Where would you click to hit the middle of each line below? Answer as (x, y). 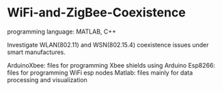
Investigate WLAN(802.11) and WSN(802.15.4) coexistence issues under (108, 44)
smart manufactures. (37, 52)
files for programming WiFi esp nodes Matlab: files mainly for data (100, 73)
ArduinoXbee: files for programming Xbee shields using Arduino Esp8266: (111, 65)
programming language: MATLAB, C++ (62, 31)
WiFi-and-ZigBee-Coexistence (96, 13)
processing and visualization (47, 79)
